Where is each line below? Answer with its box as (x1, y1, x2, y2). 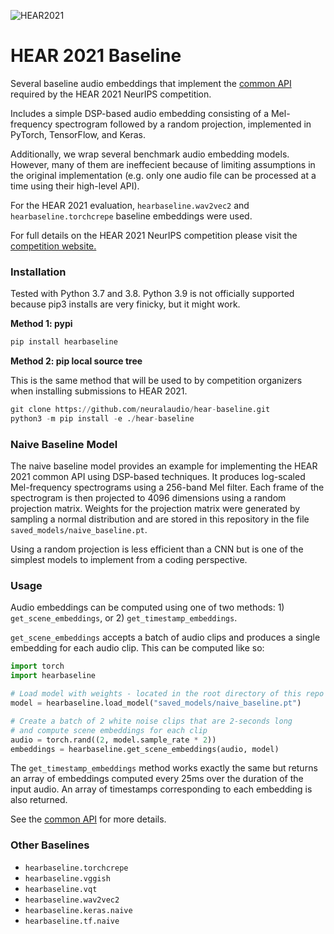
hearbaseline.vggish (24, 873, 111, 884)
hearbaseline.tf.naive (24, 916, 120, 926)
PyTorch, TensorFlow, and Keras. (10, 128, 147, 140)
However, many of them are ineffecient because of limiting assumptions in (10, 158, 316, 170)
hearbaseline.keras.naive (24, 905, 133, 915)
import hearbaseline (10, 671, 97, 681)
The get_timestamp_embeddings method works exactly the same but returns (10, 762, 318, 774)
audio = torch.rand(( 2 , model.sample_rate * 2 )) (10, 735, 217, 745)
